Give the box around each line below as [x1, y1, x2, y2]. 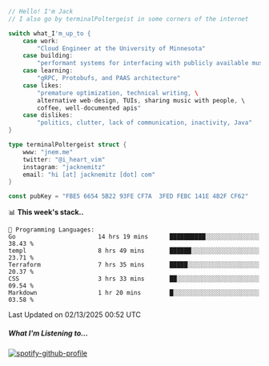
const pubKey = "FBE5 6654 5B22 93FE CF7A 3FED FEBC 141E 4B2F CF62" [8, 192, 249, 200]
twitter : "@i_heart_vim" [22, 155, 106, 163]
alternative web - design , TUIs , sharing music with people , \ [37, 96, 246, 104]
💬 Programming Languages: [8, 226, 94, 234]
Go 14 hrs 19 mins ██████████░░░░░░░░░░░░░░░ [8, 233, 260, 241]
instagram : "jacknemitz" [22, 163, 106, 171]
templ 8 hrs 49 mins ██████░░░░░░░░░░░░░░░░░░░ [8, 247, 260, 255]
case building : [22, 52, 74, 60]
